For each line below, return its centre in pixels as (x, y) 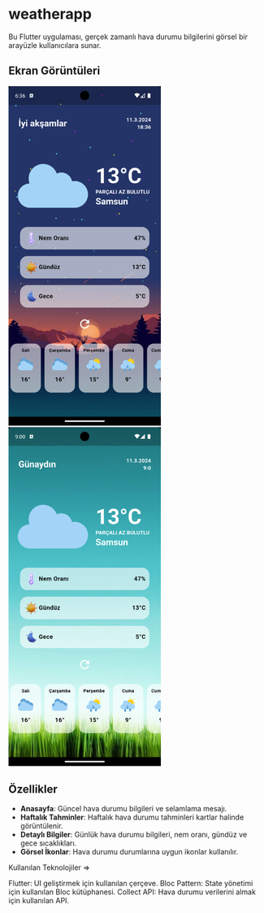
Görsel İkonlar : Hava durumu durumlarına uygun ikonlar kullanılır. (129, 852)
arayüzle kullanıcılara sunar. (55, 45)
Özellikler (33, 789)
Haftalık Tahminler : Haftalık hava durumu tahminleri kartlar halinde (132, 817)
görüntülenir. (41, 826)
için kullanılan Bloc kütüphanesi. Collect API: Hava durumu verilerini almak (132, 892)
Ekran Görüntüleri (54, 71)
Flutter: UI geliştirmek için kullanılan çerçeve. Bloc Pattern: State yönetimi (131, 884)
